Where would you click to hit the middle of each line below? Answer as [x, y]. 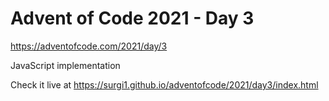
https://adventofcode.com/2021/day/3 [89, 46]
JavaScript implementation [65, 65]
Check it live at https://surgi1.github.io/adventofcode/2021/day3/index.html [164, 84]
